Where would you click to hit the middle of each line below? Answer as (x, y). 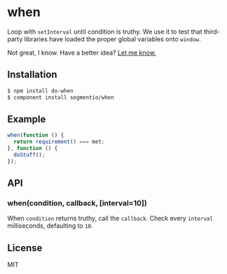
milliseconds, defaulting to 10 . (50, 226)
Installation (32, 75)
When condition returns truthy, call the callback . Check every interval (110, 219)
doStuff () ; (29, 155)
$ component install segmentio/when (61, 97)
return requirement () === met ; (59, 142)
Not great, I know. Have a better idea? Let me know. (82, 53)
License (25, 248)
